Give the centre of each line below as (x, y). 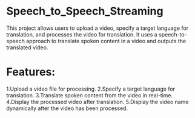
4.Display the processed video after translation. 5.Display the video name (97, 102)
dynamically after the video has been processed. (67, 108)
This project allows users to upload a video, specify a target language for (97, 28)
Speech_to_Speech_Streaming (85, 11)
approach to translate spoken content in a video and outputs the (106, 41)
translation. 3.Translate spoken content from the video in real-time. (90, 95)
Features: (31, 72)
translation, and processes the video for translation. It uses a (82, 34)
